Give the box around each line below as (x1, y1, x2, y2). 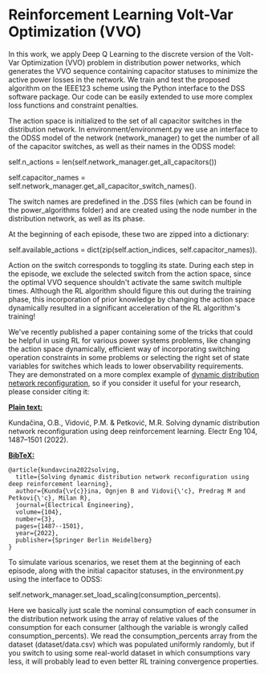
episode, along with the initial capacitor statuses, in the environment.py (8, 566, 244, 575)
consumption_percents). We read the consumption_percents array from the (8, 631, 258, 640)
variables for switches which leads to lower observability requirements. (8, 361, 244, 371)
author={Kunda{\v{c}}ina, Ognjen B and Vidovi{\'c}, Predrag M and (15, 487, 246, 495)
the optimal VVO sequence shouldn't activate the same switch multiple (8, 277, 242, 286)
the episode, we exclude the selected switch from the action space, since (8, 269, 251, 278)
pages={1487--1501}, (15, 522, 84, 530)
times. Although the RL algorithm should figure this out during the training (8, 286, 251, 295)
